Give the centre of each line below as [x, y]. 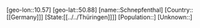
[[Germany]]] [25, 17]
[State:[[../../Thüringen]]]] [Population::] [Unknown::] [118, 17]
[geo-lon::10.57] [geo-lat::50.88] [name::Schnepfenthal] [85, 10]
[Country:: [179, 10]
